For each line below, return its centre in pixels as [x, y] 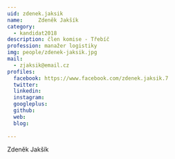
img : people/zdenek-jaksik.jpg [52, 53]
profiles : [21, 72]
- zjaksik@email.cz [42, 65]
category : [21, 26]
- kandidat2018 [35, 33]
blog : [21, 123]
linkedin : [27, 91]
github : [25, 110]
